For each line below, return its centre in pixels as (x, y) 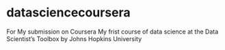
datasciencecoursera (68, 13)
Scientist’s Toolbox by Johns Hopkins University (74, 38)
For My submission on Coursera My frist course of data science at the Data (112, 32)
